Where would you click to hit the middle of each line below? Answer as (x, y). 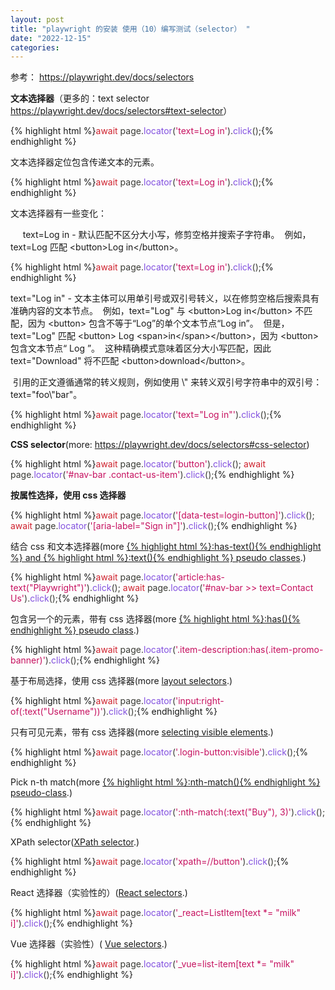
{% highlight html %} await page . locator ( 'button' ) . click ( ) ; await (138, 464)
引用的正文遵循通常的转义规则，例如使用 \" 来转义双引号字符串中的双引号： (167, 382)
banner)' (28, 660)
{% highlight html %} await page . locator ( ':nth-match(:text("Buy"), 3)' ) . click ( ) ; (168, 812)
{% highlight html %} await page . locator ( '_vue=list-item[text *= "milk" (152, 964)
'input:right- (199, 701)
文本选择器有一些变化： (58, 213)
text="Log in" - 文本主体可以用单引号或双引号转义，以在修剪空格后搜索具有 (165, 298)
